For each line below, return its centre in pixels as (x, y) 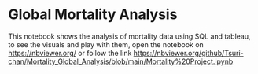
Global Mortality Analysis (93, 15)
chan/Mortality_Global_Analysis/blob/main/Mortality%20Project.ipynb (121, 61)
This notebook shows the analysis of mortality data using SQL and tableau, (129, 36)
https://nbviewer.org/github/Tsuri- (188, 53)
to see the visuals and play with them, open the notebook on (106, 44)
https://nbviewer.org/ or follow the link (70, 53)
